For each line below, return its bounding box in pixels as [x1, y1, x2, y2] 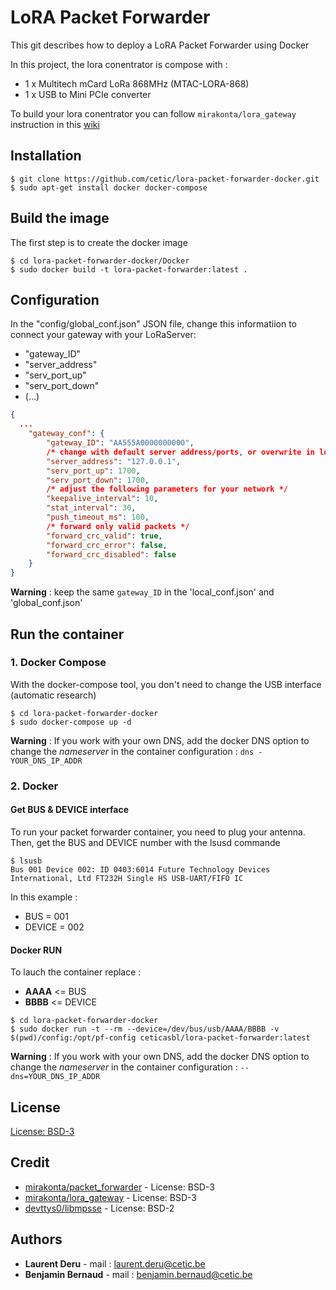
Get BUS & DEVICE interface [10, 804, 129, 816]
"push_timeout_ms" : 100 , [46, 512, 150, 522]
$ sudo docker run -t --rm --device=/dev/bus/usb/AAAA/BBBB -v [10, 1024, 280, 1035]
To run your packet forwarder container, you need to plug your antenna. [10, 826, 306, 838]
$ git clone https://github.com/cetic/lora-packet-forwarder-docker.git [10, 174, 320, 184]
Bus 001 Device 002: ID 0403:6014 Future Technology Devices [10, 864, 271, 875]
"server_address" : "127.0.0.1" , [46, 456, 182, 466]
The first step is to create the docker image [10, 236, 188, 248]
